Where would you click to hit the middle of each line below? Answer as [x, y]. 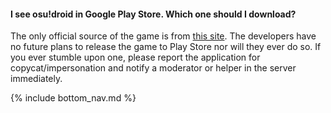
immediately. [36, 79]
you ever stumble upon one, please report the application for [135, 57]
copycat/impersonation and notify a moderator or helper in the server [153, 68]
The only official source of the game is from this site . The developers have [163, 36]
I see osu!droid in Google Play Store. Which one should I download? [153, 14]
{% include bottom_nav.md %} [73, 98]
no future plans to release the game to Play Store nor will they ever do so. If [166, 47]
